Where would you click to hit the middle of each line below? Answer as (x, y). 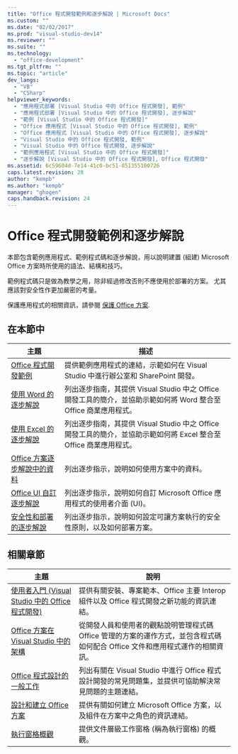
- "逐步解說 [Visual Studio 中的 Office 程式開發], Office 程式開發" (111, 159)
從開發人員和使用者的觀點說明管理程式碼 (146, 625)
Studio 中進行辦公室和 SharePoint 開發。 (132, 376)
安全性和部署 (33, 517)
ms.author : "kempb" (36, 185)
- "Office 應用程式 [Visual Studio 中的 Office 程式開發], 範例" (106, 126)
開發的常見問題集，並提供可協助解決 (153, 681)
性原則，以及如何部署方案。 (111, 528)
